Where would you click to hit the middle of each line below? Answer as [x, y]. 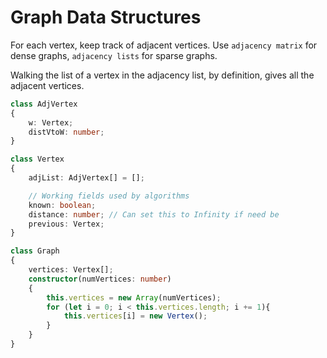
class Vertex [37, 159]
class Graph [35, 251]
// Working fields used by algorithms [109, 196]
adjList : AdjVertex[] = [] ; [86, 178]
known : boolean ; [62, 205]
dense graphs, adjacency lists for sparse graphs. [114, 55]
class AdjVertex [44, 104]
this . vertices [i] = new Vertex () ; [135, 316]
